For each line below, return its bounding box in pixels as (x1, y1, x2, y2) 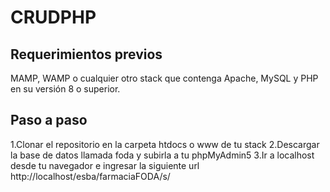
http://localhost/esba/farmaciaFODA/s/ (10, 170, 171, 182)
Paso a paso (10, 112, 88, 129)
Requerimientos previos (10, 46, 163, 63)
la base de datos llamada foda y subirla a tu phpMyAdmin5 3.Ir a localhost (10, 149, 315, 161)
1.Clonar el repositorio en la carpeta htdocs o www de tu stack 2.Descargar (10, 138, 320, 150)
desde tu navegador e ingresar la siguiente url (10, 159, 200, 171)
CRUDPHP (10, 6, 97, 29)
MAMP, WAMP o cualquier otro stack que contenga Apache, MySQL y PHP (10, 72, 319, 84)
